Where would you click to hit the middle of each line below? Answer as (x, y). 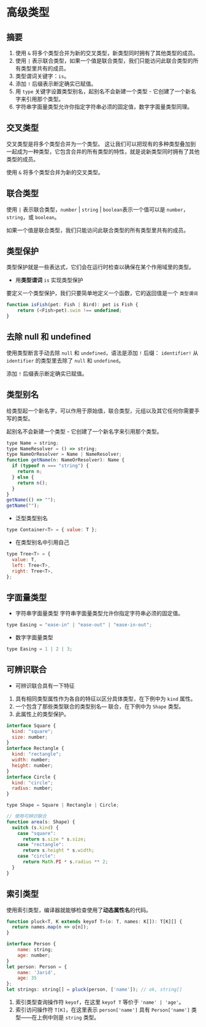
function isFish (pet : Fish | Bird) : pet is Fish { (72, 305)
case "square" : (37, 833)
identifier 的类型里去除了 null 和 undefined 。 (65, 360)
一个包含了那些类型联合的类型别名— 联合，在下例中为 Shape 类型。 (100, 706)
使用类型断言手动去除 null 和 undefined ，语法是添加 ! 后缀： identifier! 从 (102, 353)
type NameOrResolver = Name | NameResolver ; (64, 455)
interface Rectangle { (35, 748)
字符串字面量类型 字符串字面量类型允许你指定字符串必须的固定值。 (99, 614)
